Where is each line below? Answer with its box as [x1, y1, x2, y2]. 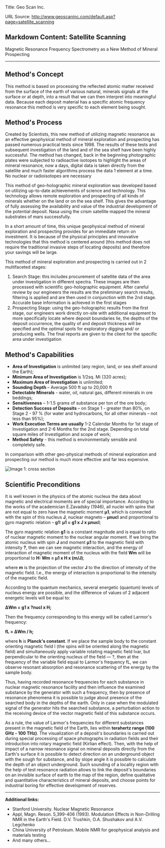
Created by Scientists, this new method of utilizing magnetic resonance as [5, 131, 156, 137]
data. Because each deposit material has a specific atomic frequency [5, 99, 145, 105]
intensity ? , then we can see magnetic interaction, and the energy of [5, 545, 143, 550]
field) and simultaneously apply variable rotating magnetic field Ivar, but [5, 649, 150, 655]
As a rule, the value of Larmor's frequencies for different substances [5, 720, 144, 726]
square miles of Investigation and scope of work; [12, 432, 111, 438]
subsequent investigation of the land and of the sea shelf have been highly [5, 147, 156, 153]
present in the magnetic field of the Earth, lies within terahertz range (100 [5, 725, 155, 731]
